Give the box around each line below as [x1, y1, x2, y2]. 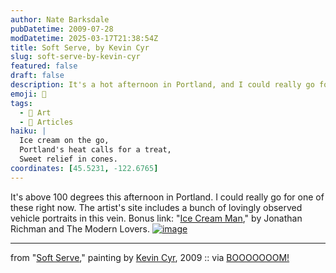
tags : [10, 98, 33, 108]
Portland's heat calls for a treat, [19, 145, 172, 155]
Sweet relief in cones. [19, 154, 118, 164]
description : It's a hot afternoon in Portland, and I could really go [10, 80, 315, 90]
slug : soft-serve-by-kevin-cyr [10, 52, 141, 62]
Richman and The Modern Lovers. [10, 222, 151, 235]
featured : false [10, 61, 78, 71]
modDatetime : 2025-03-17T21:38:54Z [10, 33, 159, 43]
